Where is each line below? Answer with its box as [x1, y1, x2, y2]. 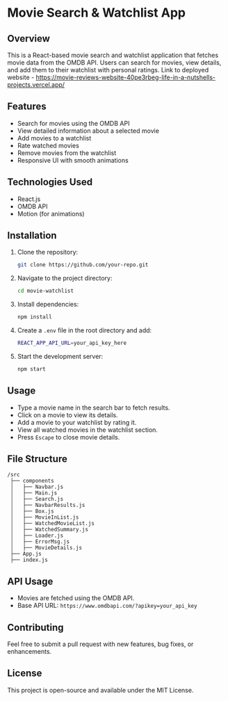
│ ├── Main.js [10, 490, 58, 497]
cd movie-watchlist [17, 287, 74, 295]
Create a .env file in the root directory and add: [17, 326, 152, 335]
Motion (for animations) [17, 209, 85, 218]
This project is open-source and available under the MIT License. [7, 686, 194, 694]
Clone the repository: [17, 248, 79, 257]
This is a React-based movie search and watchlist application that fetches [7, 51, 219, 59]
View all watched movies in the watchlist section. [17, 426, 158, 434]
